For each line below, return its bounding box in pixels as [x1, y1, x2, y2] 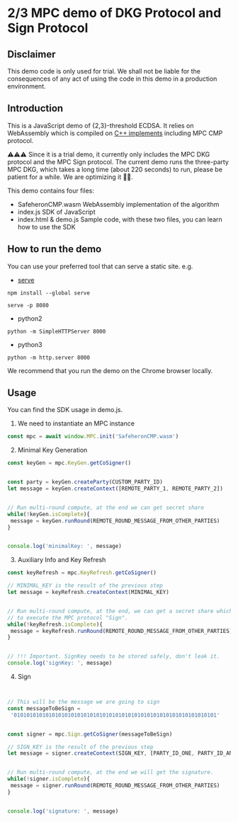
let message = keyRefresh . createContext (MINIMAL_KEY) [7, 589, 170, 596]
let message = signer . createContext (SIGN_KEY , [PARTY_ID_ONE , [7, 750, 195, 757]
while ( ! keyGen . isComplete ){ [7, 510, 91, 518]
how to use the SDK [17, 222, 76, 231]
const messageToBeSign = [7, 704, 81, 712]
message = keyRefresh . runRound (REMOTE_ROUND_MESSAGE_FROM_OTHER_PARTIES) [10, 627, 233, 634]
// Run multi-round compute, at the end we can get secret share [7, 504, 204, 511]
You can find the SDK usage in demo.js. [7, 406, 123, 414]
